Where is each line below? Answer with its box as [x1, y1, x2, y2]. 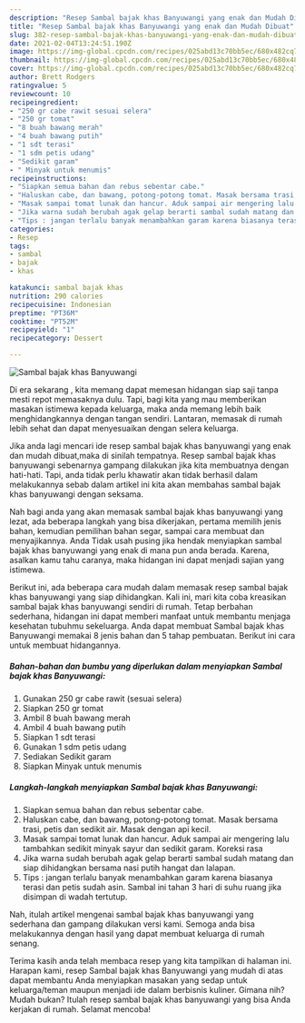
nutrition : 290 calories [9, 292, 103, 301]
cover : [9, 65, 34, 74]
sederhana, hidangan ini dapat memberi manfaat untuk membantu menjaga [9, 611, 291, 621]
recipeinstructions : [9, 174, 88, 183]
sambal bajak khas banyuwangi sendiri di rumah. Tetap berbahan [9, 601, 253, 611]
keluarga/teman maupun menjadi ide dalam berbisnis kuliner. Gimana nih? [9, 984, 286, 995]
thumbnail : [9, 55, 51, 65]
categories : [9, 224, 54, 233]
